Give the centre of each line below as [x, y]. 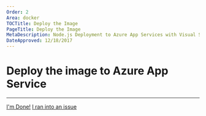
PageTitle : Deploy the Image [44, 29]
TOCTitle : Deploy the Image [42, 23]
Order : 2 [17, 12]
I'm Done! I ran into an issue [42, 106]
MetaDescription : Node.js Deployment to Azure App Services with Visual [101, 35]
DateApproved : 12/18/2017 [39, 41]
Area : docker [23, 18]
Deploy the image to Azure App [87, 71]
